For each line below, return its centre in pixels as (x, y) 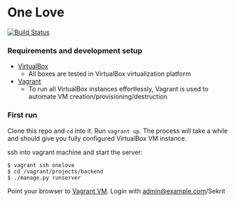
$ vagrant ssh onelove (41, 165)
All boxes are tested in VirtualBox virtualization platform (110, 74)
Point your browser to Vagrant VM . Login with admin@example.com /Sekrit (116, 191)
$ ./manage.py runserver (44, 178)
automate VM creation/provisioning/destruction (98, 96)
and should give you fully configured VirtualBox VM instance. (97, 138)
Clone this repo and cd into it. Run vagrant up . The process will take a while (117, 131)
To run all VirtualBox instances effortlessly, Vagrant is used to (118, 89)
